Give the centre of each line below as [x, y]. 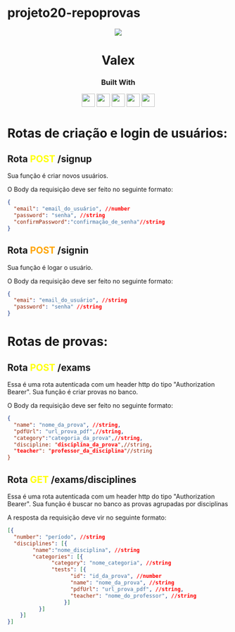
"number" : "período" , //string [59, 537]
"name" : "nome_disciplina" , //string [86, 550]
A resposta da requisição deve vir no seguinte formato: [87, 517]
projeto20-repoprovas [74, 13]
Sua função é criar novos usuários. [58, 176]
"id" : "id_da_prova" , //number [116, 576]
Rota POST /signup [50, 159]
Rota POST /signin [48, 251]
